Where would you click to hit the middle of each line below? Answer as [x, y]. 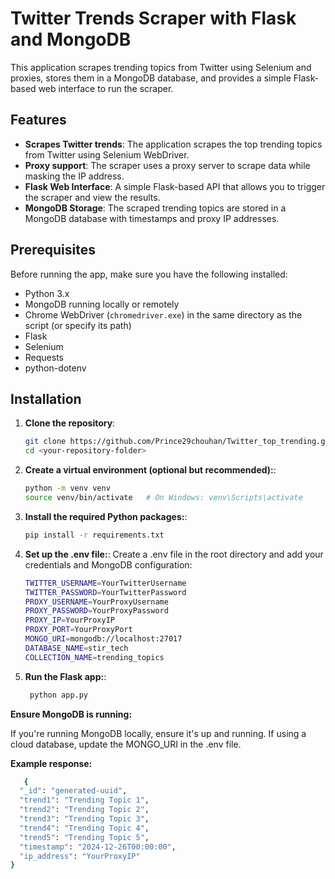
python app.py [59, 695]
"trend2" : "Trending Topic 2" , [84, 810]
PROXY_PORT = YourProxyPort [78, 630]
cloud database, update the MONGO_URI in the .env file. [126, 744]
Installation [46, 398]
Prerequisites [53, 250]
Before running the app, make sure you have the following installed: [149, 274]
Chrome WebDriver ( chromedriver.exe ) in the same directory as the [163, 314]
